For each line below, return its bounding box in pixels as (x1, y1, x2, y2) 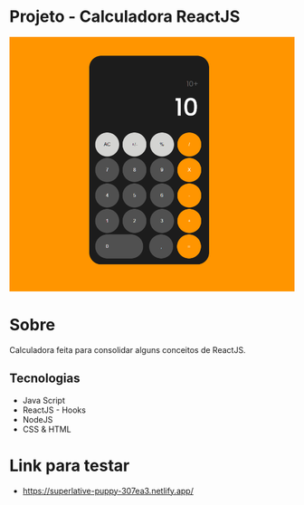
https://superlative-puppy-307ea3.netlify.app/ (22, 485, 195, 496)
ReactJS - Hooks (22, 405, 86, 415)
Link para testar (9, 455, 130, 476)
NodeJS (22, 414, 53, 424)
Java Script (22, 395, 65, 405)
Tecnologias (9, 371, 81, 386)
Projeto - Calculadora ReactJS (9, 6, 241, 27)
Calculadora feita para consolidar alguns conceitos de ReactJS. (9, 344, 246, 355)
